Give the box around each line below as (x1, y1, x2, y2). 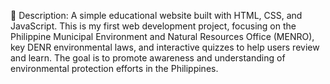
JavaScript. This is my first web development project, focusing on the (10, 20, 297, 32)
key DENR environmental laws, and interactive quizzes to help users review (10, 41, 320, 53)
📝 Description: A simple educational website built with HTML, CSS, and (10, 10, 303, 21)
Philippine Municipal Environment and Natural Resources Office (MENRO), (10, 31, 315, 42)
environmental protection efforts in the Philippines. (10, 63, 219, 74)
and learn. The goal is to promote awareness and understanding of (10, 52, 286, 64)
